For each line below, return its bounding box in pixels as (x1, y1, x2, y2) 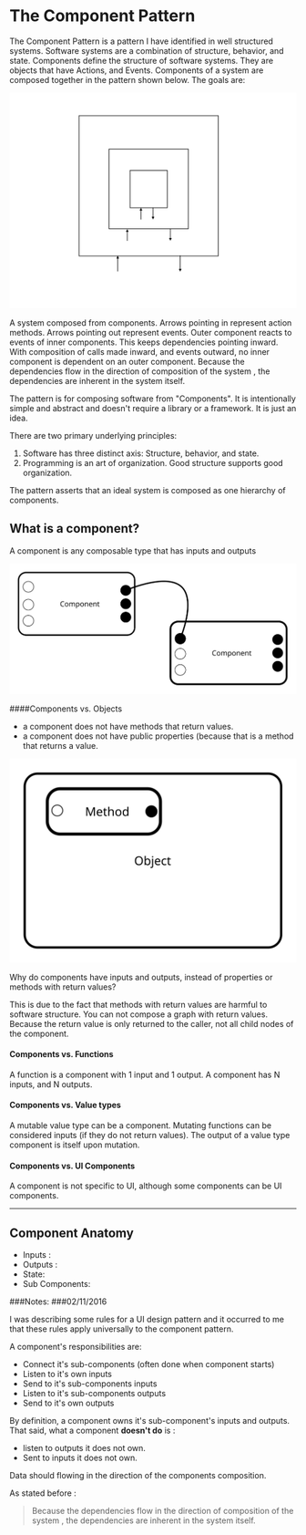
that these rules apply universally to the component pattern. (9, 1323, 234, 1334)
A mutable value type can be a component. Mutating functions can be (9, 1120, 271, 1131)
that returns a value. (22, 740, 98, 751)
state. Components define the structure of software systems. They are (9, 55, 274, 66)
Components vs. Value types (9, 1100, 121, 1111)
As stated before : (9, 1488, 77, 1499)
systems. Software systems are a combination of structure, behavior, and (9, 45, 284, 56)
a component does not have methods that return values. (22, 721, 234, 731)
